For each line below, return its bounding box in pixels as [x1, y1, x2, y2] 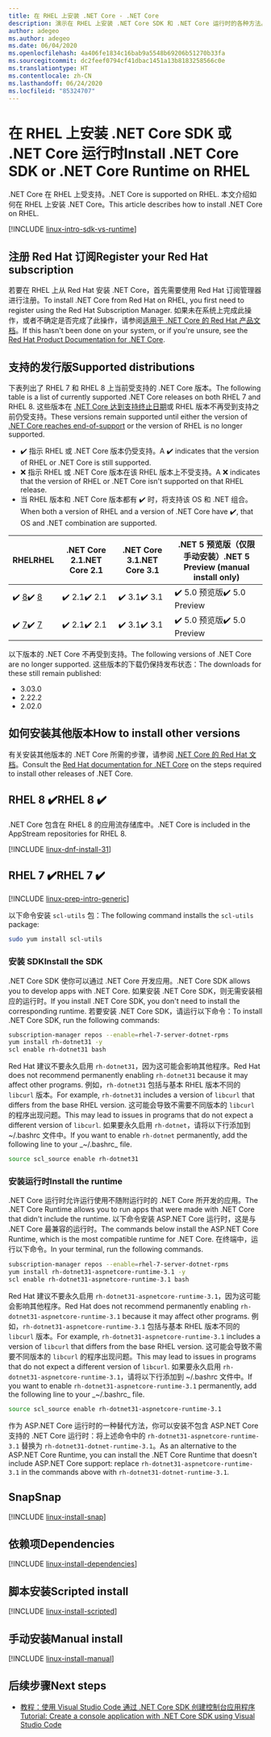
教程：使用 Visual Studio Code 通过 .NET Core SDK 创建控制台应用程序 [19, 1702, 256, 1711]
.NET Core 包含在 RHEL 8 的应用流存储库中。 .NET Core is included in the [8, 820, 251, 829]
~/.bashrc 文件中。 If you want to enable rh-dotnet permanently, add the [8, 1130, 248, 1140]
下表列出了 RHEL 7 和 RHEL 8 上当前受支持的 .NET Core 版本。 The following [8, 382, 261, 392]
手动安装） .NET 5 [182, 550, 250, 562]
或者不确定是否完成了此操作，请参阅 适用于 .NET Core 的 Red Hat [22, 315, 238, 325]
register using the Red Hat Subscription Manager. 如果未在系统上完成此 [8, 306, 245, 315]
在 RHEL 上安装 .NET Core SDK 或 [8, 124, 232, 142]
